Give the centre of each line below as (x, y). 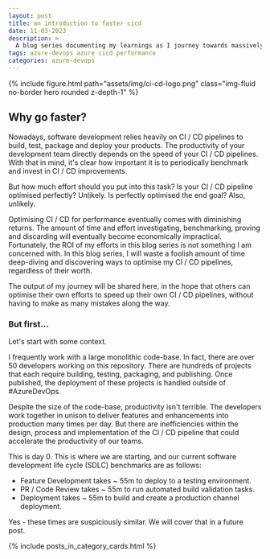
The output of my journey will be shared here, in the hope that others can (129, 286)
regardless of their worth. (50, 270)
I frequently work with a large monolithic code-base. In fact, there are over (131, 357)
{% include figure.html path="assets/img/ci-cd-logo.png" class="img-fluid (132, 83)
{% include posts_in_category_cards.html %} (82, 546)
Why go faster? (47, 117)
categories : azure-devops (51, 61)
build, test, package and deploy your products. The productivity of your (127, 145)
